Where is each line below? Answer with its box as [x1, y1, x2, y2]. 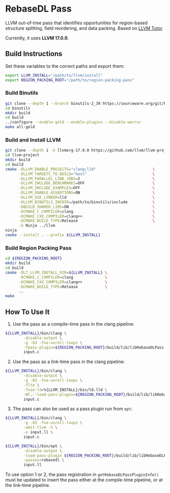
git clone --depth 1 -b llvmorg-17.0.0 [5, 148, 90, 153]
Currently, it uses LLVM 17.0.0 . [5, 35, 69, 41]
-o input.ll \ [23, 430, 53, 435]
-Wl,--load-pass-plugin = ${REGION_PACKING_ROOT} [23, 392, 125, 397]
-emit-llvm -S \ [23, 425, 58, 430]
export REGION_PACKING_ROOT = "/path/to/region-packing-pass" [5, 77, 135, 82]
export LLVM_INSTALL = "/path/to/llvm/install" [5, 73, 103, 78]
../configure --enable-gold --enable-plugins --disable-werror [5, 120, 142, 125]
